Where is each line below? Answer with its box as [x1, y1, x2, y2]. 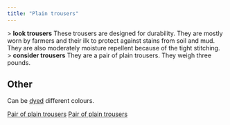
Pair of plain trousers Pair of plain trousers [7, 110, 128, 118]
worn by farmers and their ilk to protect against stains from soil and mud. [7, 36, 215, 45]
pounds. [7, 58, 31, 66]
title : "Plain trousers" [7, 10, 79, 17]
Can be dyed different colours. [7, 97, 95, 105]
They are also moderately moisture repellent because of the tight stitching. [7, 44, 220, 52]
